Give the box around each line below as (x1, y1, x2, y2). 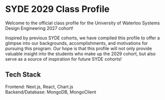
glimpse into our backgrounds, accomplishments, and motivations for (5, 40, 148, 46)
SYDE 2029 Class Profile (5, 3, 110, 15)
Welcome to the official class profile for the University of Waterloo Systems (5, 20, 160, 26)
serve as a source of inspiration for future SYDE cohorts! (5, 56, 122, 62)
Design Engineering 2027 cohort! (5, 25, 73, 31)
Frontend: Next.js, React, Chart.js (5, 84, 73, 90)
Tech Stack (5, 71, 41, 79)
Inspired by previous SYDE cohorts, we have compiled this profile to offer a (5, 35, 160, 41)
